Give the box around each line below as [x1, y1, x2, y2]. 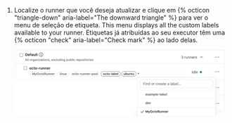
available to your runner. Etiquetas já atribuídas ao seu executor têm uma [13, 28, 226, 37]
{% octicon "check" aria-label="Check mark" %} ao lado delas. [13, 36, 198, 44]
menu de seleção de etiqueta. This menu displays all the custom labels [13, 21, 219, 29]
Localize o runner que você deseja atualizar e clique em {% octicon [13, 6, 210, 14]
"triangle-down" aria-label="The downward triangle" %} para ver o [13, 13, 209, 22]
